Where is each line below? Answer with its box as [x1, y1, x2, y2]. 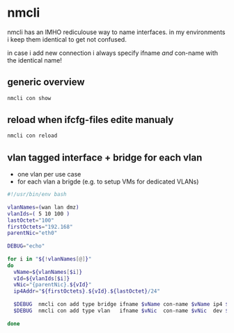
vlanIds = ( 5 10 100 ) [7, 210, 70, 217]
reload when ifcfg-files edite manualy [7, 114, 174, 126]
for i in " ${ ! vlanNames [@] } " [7, 255, 92, 262]
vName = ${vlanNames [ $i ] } [13, 268, 82, 275]
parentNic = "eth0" [7, 229, 58, 237]
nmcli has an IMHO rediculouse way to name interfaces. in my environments [7, 28, 226, 36]
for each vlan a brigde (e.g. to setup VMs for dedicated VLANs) [17, 177, 199, 186]
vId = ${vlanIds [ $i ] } [13, 275, 70, 282]
